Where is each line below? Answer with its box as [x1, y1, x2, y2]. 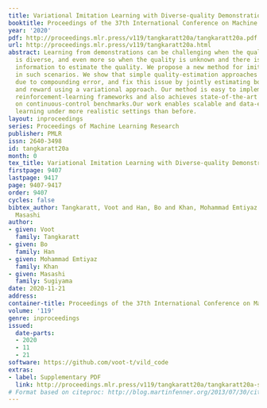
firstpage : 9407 [8, 167, 62, 175]
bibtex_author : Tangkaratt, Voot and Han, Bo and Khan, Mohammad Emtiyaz [8, 203, 258, 211]
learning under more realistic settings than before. [15, 108, 197, 116]
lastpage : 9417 [8, 174, 59, 183]
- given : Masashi [8, 270, 66, 278]
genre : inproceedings [8, 314, 80, 322]
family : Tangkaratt [15, 233, 80, 241]
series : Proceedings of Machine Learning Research [8, 122, 180, 130]
